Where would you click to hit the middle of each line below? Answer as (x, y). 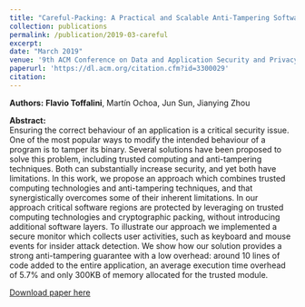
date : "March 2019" (46, 52)
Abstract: (28, 120)
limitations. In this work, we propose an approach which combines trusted (148, 178)
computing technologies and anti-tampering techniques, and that (131, 188)
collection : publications (58, 26)
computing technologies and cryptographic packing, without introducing (145, 217)
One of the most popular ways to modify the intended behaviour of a (138, 139)
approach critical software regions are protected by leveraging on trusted (147, 207)
